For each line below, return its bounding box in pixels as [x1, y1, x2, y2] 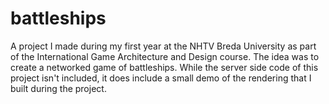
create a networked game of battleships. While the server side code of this [10, 61, 319, 73]
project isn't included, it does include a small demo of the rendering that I [10, 72, 312, 84]
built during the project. [10, 82, 107, 94]
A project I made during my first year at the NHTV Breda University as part [10, 40, 317, 52]
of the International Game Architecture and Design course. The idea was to [10, 50, 320, 62]
